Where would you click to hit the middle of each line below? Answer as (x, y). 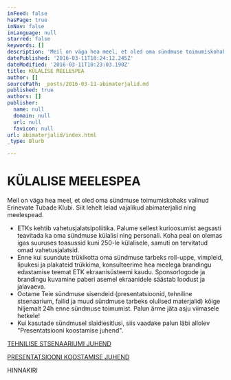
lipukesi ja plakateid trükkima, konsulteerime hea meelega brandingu (114, 265)
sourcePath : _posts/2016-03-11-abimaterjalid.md (78, 84)
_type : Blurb (26, 142)
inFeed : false (27, 13)
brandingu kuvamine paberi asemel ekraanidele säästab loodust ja (111, 280)
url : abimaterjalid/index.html (52, 135)
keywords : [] (26, 45)
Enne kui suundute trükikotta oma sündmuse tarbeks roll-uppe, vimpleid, (120, 258)
